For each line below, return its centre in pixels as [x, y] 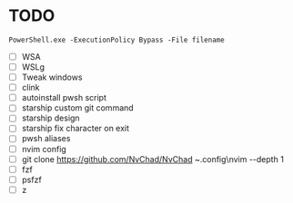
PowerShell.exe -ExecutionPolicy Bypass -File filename [116, 40]
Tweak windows [52, 77]
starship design [51, 118]
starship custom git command [77, 108]
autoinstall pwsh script [64, 98]
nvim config [44, 149]
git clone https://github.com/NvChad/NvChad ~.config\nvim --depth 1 [152, 159]
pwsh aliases [46, 139]
